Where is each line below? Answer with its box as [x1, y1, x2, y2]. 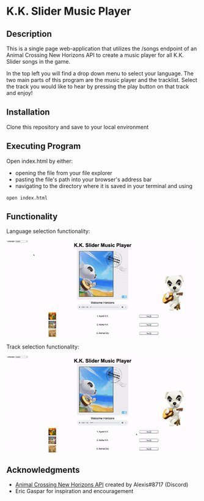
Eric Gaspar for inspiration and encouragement [15, 488, 134, 494]
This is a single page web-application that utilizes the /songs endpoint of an [6, 45, 197, 52]
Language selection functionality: [6, 228, 90, 235]
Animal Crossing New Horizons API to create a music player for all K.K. [6, 51, 184, 59]
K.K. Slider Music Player [6, 4, 131, 18]
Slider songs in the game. [6, 58, 71, 65]
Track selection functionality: [6, 343, 79, 350]
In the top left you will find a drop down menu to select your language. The [6, 70, 194, 77]
